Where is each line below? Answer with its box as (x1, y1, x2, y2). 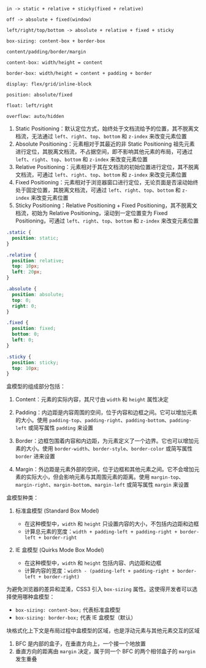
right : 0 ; (12, 303, 37, 309)
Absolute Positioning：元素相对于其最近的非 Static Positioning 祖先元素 (15, 140, 195, 147)
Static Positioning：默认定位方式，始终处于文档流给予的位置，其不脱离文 (15, 125, 199, 132)
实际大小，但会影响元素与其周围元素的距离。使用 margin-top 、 (26, 473, 185, 481)
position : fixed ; (12, 326, 56, 332)
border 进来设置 (15, 452, 55, 460)
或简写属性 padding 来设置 (28, 424, 94, 431)
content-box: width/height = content (6, 60, 103, 66)
